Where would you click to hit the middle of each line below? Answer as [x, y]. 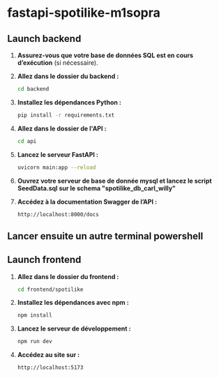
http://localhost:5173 [50, 368]
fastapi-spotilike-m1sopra [84, 13]
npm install [35, 315]
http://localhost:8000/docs [58, 214]
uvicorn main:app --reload [56, 167]
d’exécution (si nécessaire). [58, 63]
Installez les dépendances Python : [69, 102]
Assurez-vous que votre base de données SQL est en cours [105, 55]
